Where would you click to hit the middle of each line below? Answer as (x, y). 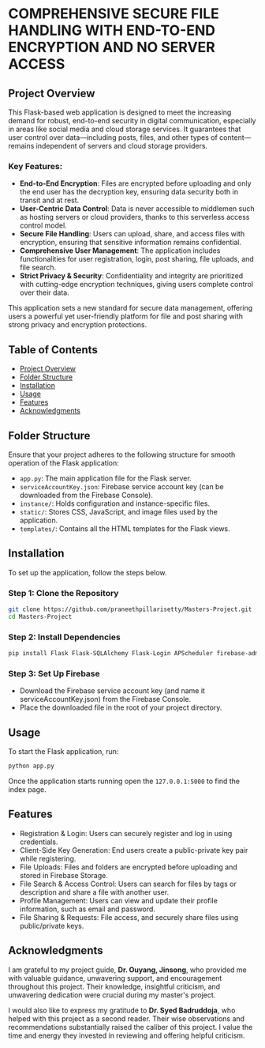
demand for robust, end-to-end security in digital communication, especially (132, 121)
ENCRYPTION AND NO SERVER (112, 47)
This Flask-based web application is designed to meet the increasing (120, 112)
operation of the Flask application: (64, 462)
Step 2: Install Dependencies (64, 637)
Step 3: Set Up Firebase (54, 673)
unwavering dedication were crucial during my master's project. (112, 995)
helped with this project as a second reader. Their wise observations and (127, 1018)
